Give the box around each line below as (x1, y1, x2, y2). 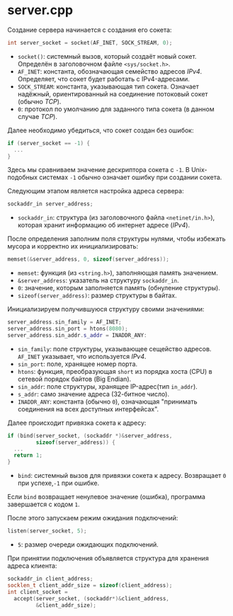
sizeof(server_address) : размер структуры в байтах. (17, 291, 177, 300)
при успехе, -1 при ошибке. (17, 479, 100, 487)
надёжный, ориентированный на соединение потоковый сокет (17, 89, 208, 98)
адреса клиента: (7, 561, 57, 570)
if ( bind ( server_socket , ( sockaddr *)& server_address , (7, 432, 173, 439)
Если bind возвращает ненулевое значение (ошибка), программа (7, 493, 205, 501)
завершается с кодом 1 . (7, 500, 80, 508)
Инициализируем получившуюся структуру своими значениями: (7, 305, 205, 314)
